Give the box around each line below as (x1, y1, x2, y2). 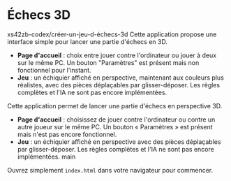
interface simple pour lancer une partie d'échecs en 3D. (7, 37, 167, 45)
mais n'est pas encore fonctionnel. (17, 130, 117, 138)
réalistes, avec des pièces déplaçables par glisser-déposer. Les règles (17, 80, 221, 89)
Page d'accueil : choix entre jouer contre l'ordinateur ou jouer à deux (17, 51, 217, 59)
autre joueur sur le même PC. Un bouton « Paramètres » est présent (17, 122, 213, 131)
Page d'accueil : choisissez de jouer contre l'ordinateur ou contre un (17, 115, 216, 124)
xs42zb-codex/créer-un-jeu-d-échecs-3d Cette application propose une (7, 30, 217, 38)
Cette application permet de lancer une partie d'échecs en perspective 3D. (7, 101, 223, 110)
